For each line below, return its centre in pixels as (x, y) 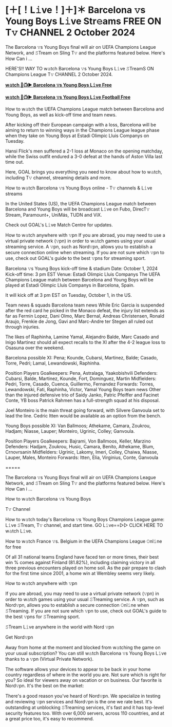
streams (14, 194)
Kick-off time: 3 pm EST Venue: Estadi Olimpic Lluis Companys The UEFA (83, 274)
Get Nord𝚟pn (19, 637)
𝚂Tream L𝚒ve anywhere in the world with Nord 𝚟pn (60, 627)
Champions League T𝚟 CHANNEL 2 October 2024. (59, 74)
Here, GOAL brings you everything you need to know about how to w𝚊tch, (84, 171)
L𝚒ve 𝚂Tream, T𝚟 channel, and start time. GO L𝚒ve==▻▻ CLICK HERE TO (84, 525)
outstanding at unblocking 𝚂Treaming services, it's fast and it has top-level (85, 707)
